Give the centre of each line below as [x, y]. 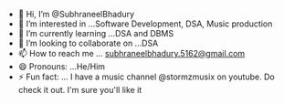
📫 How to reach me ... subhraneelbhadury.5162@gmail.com [131, 53]
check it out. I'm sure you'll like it [80, 90]
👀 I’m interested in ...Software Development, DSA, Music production [145, 24]
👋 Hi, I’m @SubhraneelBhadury [76, 14]
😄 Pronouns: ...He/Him [62, 67]
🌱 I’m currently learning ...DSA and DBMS [96, 33]
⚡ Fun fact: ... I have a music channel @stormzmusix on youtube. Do [147, 77]
